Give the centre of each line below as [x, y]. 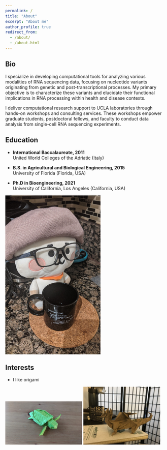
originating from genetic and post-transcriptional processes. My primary [81, 87]
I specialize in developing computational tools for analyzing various [75, 76]
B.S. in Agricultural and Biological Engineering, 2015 [69, 167]
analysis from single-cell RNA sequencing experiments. [63, 124]
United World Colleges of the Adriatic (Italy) [58, 158]
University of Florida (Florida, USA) [49, 173]
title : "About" [21, 16]
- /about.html [25, 43]
